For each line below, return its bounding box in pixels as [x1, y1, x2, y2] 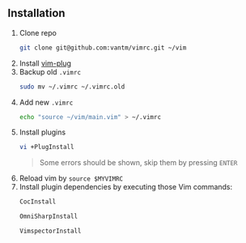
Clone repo [19, 28, 57, 37]
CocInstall [19, 198, 57, 206]
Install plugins [19, 127, 66, 137]
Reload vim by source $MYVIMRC [19, 173, 124, 183]
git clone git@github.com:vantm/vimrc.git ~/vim [19, 44, 187, 52]
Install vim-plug [19, 58, 72, 68]
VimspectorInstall [19, 227, 82, 236]
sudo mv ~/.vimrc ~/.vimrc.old [19, 83, 125, 91]
